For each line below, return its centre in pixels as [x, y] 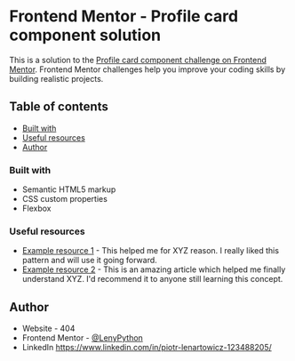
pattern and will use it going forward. [89, 261]
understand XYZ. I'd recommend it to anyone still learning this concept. [152, 279]
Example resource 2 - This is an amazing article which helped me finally [154, 269]
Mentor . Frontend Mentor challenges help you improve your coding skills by [147, 69]
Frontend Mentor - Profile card [124, 16]
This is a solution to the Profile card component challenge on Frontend [138, 60]
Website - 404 [48, 329]
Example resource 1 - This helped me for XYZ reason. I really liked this [151, 251]
